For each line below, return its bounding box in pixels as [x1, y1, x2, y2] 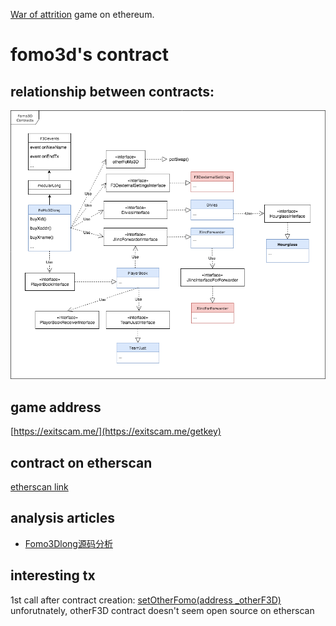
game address [10, 399, 102, 416]
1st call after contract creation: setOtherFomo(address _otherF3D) [10, 594, 282, 606]
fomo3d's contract [10, 44, 170, 66]
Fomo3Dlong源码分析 [24, 537, 113, 549]
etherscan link [10, 481, 69, 493]
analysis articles [10, 510, 116, 527]
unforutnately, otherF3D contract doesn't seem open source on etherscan [10, 604, 315, 616]
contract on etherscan [10, 454, 153, 471]
